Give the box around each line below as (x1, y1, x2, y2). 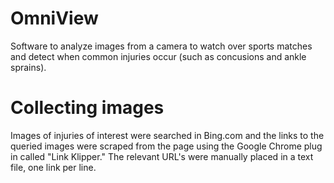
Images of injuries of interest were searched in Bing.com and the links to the (10, 129, 325, 141)
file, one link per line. (10, 161, 97, 173)
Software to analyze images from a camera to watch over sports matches (10, 40, 313, 52)
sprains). (10, 61, 47, 73)
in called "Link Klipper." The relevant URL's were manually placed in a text (10, 150, 314, 162)
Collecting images (10, 97, 165, 119)
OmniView (10, 7, 99, 30)
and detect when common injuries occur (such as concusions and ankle (10, 50, 307, 62)
